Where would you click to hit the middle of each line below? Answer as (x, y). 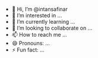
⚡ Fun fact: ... (28, 50)
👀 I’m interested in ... (37, 15)
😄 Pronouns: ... (31, 43)
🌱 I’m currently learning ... (43, 22)
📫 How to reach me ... (39, 35)
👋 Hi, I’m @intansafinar (40, 9)
